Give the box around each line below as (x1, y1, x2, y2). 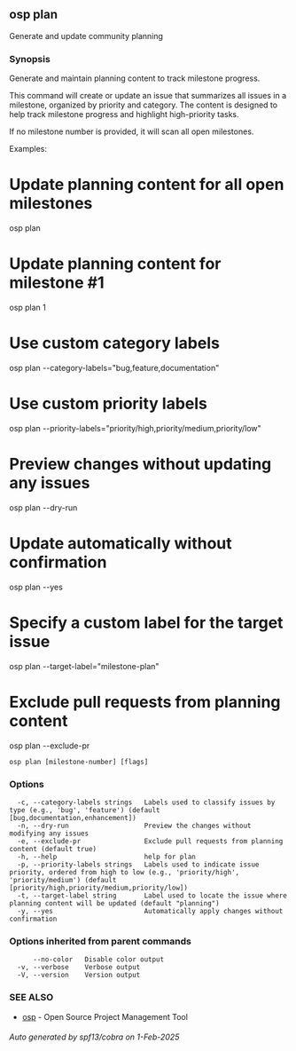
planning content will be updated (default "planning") (9, 898, 220, 908)
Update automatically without (9, 533, 232, 553)
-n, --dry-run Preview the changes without (17, 821, 252, 830)
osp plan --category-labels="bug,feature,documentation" (9, 362, 220, 373)
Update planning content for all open (9, 175, 284, 194)
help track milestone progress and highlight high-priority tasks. (9, 109, 239, 120)
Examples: (9, 144, 47, 154)
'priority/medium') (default (9, 875, 117, 884)
